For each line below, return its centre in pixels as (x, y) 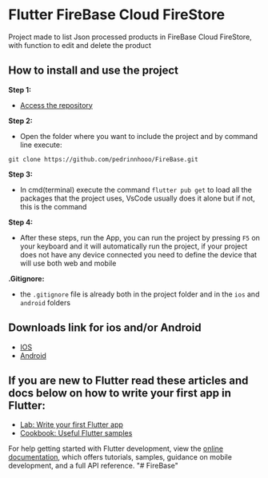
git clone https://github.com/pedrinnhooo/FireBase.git (103, 159)
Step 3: (21, 174)
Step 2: (21, 121)
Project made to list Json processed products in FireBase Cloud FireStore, (130, 37)
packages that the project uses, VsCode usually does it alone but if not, (138, 198)
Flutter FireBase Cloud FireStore (117, 15)
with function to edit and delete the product (80, 45)
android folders (45, 302)
